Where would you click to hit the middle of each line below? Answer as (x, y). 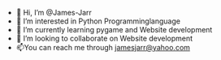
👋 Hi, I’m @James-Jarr (54, 13)
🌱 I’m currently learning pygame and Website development (114, 30)
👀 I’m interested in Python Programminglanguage (98, 21)
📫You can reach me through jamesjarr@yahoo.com (103, 47)
